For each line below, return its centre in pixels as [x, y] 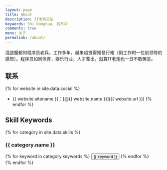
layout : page [19, 10]
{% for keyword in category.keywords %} [48, 156]
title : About [19, 14]
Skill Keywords [29, 120]
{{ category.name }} [30, 145]
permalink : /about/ [25, 38]
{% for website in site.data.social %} [43, 88]
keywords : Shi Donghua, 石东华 [37, 24]
